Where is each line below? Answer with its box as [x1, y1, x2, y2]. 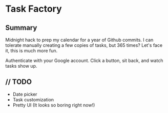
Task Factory [5, 3, 62, 15]
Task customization [12, 96, 54, 102]
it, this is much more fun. [5, 48, 58, 53]
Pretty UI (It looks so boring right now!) [12, 102, 95, 108]
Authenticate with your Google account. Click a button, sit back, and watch [5, 58, 163, 64]
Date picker [12, 91, 37, 97]
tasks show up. [5, 63, 37, 69]
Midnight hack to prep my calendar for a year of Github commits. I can [5, 37, 154, 43]
